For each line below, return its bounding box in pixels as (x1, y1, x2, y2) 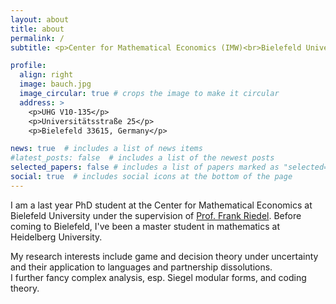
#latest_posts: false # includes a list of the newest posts (10, 153, 275, 163)
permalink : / (10, 33, 65, 43)
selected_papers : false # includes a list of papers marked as (10, 162, 280, 173)
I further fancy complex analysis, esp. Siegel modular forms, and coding (10, 271, 307, 283)
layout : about (10, 14, 70, 25)
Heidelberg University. (10, 231, 103, 243)
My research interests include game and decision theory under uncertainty (10, 250, 319, 262)
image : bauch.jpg (19, 79, 92, 90)
